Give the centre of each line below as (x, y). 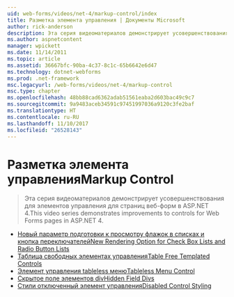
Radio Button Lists (43, 249)
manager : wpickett (34, 46)
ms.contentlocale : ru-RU (43, 117)
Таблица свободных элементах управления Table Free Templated (114, 256)
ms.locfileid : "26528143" (45, 130)
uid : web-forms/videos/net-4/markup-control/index (82, 14)
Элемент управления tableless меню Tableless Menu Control (106, 271)
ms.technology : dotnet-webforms (54, 72)
